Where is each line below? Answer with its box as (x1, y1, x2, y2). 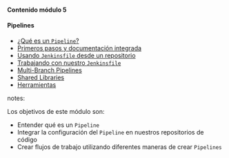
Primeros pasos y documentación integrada (17, 43, 142, 52)
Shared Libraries (17, 73, 64, 81)
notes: (7, 94, 26, 102)
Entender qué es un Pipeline (17, 121, 100, 129)
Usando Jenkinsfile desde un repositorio (17, 51, 136, 59)
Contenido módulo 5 (7, 6, 67, 14)
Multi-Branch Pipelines (17, 66, 83, 74)
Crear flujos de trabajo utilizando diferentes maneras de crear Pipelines (17, 142, 222, 151)
